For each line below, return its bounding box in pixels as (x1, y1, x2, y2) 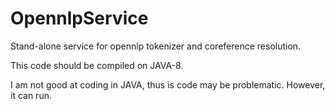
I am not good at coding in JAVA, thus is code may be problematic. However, (10, 78, 326, 91)
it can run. (10, 89, 52, 101)
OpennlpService (10, 7, 149, 30)
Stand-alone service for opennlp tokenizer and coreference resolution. (10, 40, 302, 52)
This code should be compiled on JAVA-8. (10, 59, 184, 71)
